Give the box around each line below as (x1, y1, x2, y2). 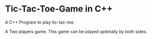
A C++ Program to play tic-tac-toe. (5, 19, 75, 25)
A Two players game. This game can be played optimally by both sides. (5, 28, 148, 34)
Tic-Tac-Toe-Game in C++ (5, 3, 113, 14)
